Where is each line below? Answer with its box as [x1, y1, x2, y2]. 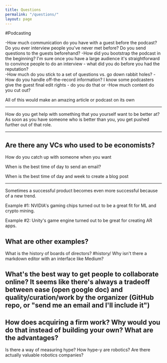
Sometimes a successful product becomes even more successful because [5, 187, 158, 194]
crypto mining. [5, 208, 35, 214]
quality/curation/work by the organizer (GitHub [5, 293, 154, 302]
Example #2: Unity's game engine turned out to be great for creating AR [5, 217, 153, 224]
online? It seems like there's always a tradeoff [5, 278, 150, 286]
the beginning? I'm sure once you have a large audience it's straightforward [5, 56, 160, 62]
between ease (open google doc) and [5, 285, 123, 294]
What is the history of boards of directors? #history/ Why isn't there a [5, 251, 147, 256]
